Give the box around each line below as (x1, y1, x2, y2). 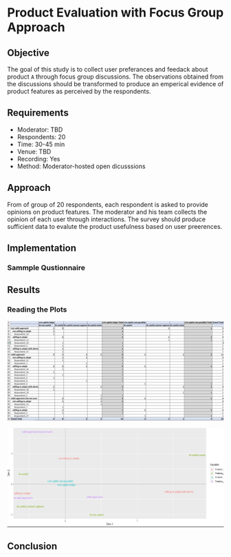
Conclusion (7, 540, 58, 552)
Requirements (7, 107, 69, 119)
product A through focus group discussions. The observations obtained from (7, 72, 223, 81)
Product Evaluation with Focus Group (7, 5, 224, 21)
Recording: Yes (16, 154, 60, 163)
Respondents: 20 (16, 132, 66, 141)
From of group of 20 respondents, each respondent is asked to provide (7, 200, 208, 208)
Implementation (7, 243, 77, 254)
